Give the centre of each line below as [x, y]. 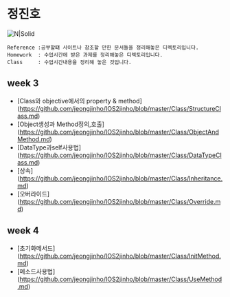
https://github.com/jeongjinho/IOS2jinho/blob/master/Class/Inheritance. [121, 178]
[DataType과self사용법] [49, 147]
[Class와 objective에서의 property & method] [80, 101]
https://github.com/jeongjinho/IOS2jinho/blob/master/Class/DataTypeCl [120, 155]
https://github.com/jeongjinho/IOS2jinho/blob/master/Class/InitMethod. [120, 256]
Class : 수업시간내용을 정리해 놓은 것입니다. [69, 62]
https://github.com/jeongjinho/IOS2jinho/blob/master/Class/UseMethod [121, 279]
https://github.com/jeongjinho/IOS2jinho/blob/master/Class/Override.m [120, 201]
